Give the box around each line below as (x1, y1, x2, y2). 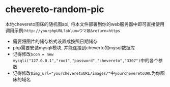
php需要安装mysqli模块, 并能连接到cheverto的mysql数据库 (12, 44, 135, 50)
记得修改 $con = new (12, 51, 54, 57)
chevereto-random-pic (5, 4, 104, 15)
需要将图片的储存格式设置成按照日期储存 (12, 38, 98, 44)
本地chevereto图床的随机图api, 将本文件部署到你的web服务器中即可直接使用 (5, 21, 164, 27)
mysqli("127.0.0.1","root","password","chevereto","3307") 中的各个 (12, 57, 159, 63)
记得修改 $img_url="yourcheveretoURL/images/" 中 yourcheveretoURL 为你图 (12, 70, 165, 76)
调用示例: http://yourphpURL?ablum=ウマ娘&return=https (5, 27, 121, 34)
